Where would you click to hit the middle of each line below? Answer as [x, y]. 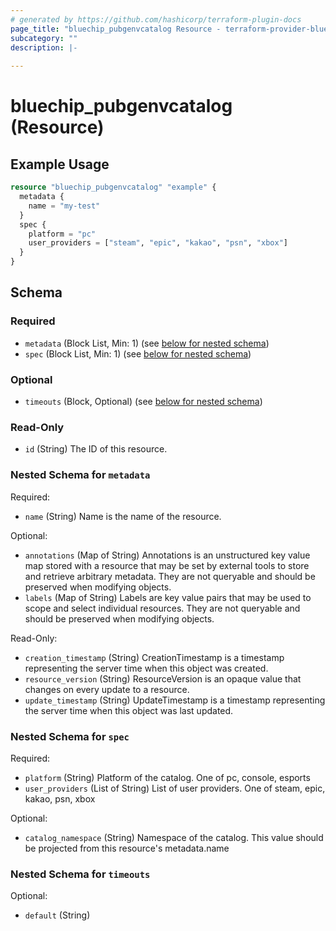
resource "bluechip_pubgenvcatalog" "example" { [113, 187]
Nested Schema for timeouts [80, 874]
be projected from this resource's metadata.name [127, 848]
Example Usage [60, 164]
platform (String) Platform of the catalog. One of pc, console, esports [167, 777]
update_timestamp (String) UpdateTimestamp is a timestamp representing [175, 700]
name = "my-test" [64, 206]
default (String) [57, 915]
